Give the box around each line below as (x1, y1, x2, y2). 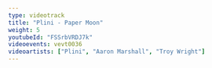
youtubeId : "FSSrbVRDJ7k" (8, 33, 93, 41)
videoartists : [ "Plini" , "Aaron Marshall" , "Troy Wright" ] (8, 48, 206, 55)
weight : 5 (8, 26, 41, 34)
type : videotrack (8, 11, 65, 20)
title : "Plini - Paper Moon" (8, 19, 104, 27)
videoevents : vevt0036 (8, 41, 82, 48)
